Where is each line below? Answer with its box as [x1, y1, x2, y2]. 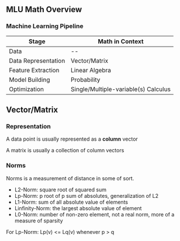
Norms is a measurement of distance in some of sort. [6, 174, 134, 181]
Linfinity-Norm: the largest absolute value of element [14, 204, 142, 212]
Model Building [9, 75, 50, 83]
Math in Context [98, 37, 144, 46]
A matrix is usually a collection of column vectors [6, 147, 124, 154]
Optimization [9, 85, 44, 93]
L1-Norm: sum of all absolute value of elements [14, 198, 129, 205]
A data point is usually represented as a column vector [6, 135, 139, 142]
